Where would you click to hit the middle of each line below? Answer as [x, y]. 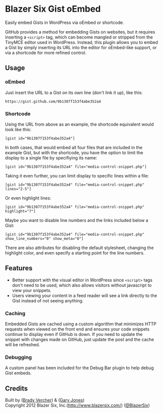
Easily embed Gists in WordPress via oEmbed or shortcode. [64, 22]
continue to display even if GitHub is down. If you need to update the [74, 334]
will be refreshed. [23, 345]
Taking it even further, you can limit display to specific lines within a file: [77, 176]
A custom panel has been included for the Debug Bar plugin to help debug [80, 368]
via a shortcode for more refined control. [46, 53]
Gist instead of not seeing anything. [48, 300]
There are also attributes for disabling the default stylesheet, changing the [80, 248]
